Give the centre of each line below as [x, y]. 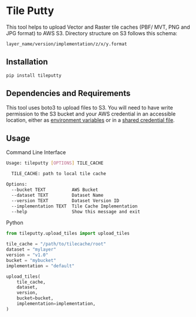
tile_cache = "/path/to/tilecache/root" [56, 244]
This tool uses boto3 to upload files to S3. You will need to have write [89, 107]
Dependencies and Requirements [68, 93]
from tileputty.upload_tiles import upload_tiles [68, 234]
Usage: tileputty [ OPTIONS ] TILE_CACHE [55, 163]
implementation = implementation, [56, 304]
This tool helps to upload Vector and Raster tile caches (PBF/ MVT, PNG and [98, 27]
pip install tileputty [34, 75]
